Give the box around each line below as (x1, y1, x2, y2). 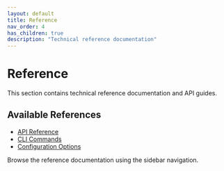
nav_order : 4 (7, 23, 45, 30)
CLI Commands (17, 135, 62, 143)
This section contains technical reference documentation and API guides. (7, 89, 218, 97)
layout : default (7, 10, 54, 17)
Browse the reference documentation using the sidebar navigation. (7, 156, 199, 164)
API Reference (17, 127, 59, 136)
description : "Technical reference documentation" (7, 36, 157, 43)
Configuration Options (17, 142, 81, 150)
